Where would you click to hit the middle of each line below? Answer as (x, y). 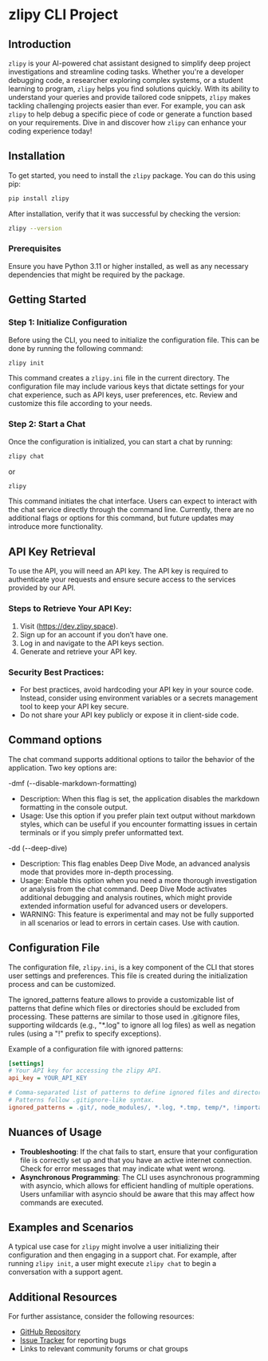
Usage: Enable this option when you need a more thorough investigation (138, 880)
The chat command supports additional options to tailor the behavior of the (132, 759)
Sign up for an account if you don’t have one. (94, 634)
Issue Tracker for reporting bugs (73, 1340)
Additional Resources (63, 1297)
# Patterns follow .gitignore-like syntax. (82, 1100)
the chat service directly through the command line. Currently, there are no (131, 510)
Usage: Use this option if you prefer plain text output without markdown (137, 815)
